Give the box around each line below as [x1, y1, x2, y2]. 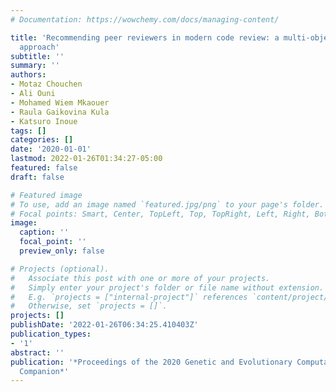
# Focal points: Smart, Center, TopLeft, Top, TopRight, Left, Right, [10, 209, 311, 219]
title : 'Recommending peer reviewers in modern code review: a [10, 32, 280, 43]
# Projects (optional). [10, 264, 110, 274]
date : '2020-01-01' [10, 144, 92, 155]
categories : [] [10, 135, 74, 145]
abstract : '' [10, 347, 65, 358]
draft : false [10, 172, 65, 182]
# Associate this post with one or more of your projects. [10, 273, 271, 283]
